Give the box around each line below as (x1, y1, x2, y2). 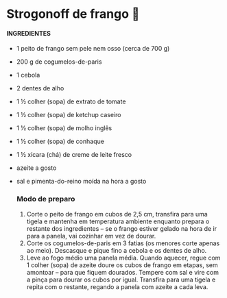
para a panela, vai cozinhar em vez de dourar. (26, 232, 156, 240)
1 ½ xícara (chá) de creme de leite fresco (16, 151, 132, 159)
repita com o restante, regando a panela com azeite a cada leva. (26, 282, 208, 290)
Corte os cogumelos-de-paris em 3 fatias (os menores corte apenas (26, 239, 220, 247)
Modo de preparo (16, 195, 75, 204)
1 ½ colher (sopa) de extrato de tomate (16, 97, 126, 105)
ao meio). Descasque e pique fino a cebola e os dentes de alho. (26, 246, 207, 254)
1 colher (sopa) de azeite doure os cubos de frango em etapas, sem (26, 260, 218, 269)
